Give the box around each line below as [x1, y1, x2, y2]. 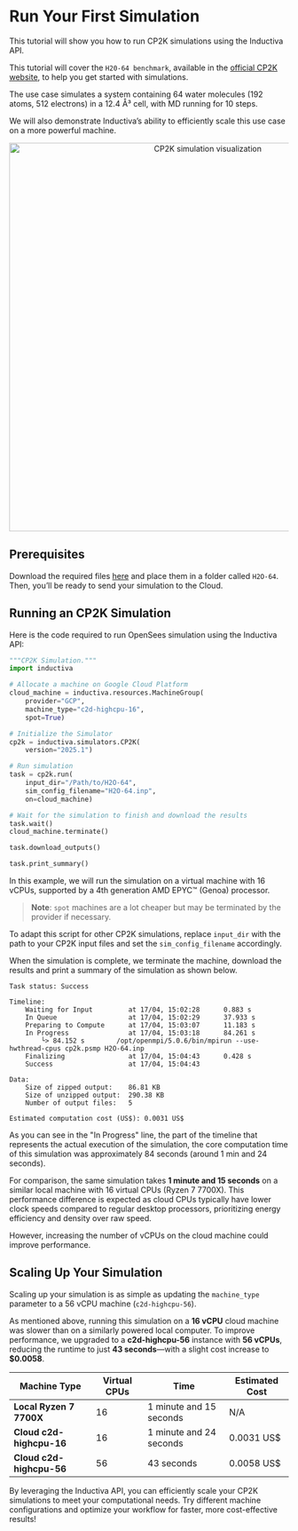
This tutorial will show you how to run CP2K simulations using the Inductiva [9, 36, 284, 46]
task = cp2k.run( [9, 770, 74, 779]
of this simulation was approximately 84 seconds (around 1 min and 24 [9, 1148, 268, 1160]
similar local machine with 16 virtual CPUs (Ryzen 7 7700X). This [9, 1185, 245, 1195]
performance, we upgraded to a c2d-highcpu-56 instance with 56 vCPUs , [9, 1334, 282, 1345]
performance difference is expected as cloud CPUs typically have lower [9, 1194, 272, 1205]
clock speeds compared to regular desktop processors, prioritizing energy [9, 1203, 281, 1214]
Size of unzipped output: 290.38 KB [25, 1091, 165, 1100]
